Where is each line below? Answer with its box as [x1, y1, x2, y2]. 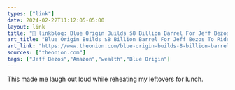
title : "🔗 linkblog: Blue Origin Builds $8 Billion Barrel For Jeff [7, 29, 211, 37]
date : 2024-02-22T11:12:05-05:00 [7, 17, 105, 24]
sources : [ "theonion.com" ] [7, 50, 86, 57]
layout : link [7, 23, 45, 30]
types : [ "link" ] [7, 10, 55, 17]
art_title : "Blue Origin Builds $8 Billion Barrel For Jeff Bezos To [7, 36, 215, 43]
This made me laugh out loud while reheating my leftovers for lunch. [7, 75, 204, 83]
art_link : [7, 43, 36, 50]
